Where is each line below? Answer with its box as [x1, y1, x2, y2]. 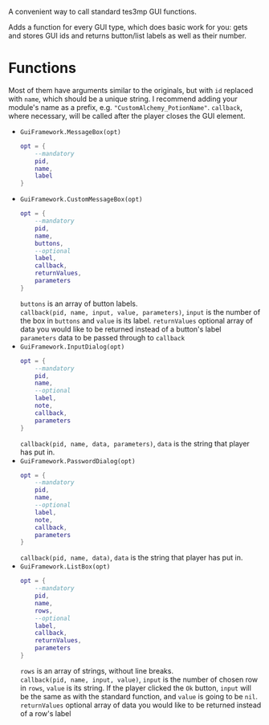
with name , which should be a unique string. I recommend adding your [8, 94, 238, 104]
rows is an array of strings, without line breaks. [19, 666, 174, 675]
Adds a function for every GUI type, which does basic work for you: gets [8, 22, 248, 31]
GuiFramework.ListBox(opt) [19, 563, 111, 571]
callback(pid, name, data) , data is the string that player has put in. [19, 553, 243, 563]
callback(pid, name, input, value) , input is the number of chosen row [19, 674, 259, 684]
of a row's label [19, 708, 71, 718]
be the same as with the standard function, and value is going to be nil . [19, 691, 259, 701]
